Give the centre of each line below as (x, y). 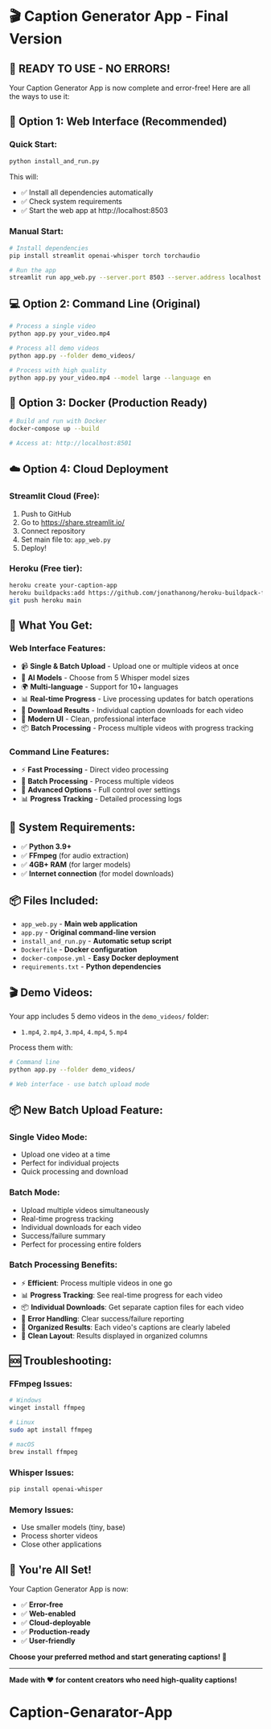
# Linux (22, 1423)
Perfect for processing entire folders (81, 1244)
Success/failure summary (63, 1235)
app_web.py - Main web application (79, 924)
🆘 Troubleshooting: (60, 1361)
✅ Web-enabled (48, 1614)
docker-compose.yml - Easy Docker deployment (100, 958)
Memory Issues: (42, 1510)
